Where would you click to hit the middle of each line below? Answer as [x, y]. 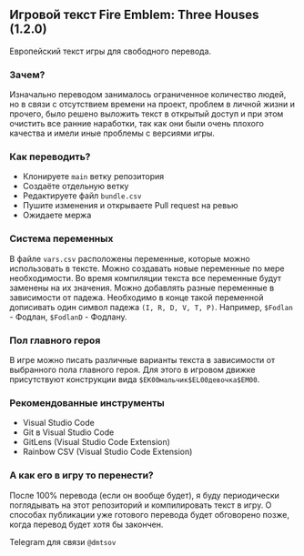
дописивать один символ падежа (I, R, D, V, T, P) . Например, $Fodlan [151, 307]
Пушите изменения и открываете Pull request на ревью [130, 206]
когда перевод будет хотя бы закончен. [86, 524]
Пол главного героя [55, 340]
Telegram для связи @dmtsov [63, 541]
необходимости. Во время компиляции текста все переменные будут [146, 278]
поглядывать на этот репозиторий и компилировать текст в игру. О [141, 505]
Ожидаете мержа [57, 215]
